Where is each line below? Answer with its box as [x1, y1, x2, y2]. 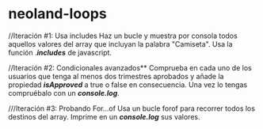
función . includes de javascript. [8, 47, 112, 57]
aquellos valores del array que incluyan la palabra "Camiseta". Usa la [8, 39, 233, 48]
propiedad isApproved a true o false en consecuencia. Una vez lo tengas [8, 80, 248, 89]
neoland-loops [8, 5, 107, 23]
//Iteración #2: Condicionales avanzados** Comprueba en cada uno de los [8, 63, 252, 72]
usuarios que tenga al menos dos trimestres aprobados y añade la [8, 71, 224, 81]
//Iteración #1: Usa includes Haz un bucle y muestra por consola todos [8, 31, 238, 40]
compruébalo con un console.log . [8, 88, 120, 97]
